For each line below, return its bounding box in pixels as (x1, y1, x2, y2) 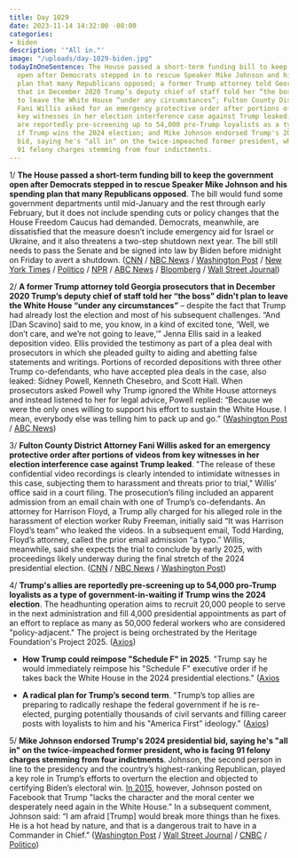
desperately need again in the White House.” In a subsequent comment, (9, 801, 272, 812)
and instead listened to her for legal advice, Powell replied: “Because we (9, 394, 273, 405)
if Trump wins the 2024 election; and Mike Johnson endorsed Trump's (17, 129, 279, 138)
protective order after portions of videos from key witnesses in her (9, 449, 260, 460)
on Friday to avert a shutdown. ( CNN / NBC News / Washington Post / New (9, 254, 282, 265)
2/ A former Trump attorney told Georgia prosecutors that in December (9, 281, 276, 291)
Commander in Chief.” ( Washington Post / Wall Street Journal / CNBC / (9, 830, 268, 840)
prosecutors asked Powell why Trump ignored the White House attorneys (9, 385, 277, 395)
